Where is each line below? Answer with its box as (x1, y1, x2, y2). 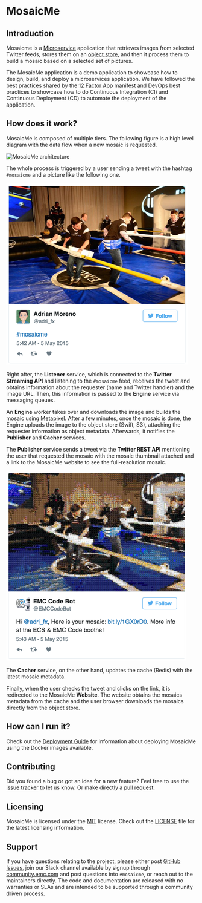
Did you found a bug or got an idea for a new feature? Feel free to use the (6, 778, 189, 785)
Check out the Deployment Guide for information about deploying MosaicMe (6, 737, 197, 745)
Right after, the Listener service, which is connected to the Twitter (6, 370, 172, 378)
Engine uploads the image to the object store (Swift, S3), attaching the (6, 421, 181, 428)
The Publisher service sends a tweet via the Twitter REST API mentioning (6, 445, 190, 453)
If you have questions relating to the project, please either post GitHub (6, 858, 181, 865)
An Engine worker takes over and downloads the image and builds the (6, 408, 181, 415)
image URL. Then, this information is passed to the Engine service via (6, 390, 180, 397)
